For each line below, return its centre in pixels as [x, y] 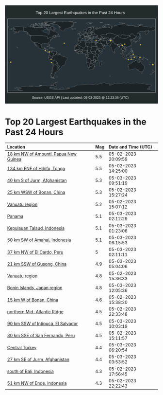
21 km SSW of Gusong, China [37, 264]
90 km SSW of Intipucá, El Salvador [42, 323]
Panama [15, 216]
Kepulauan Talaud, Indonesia [36, 228]
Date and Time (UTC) [130, 147]
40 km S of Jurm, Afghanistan [37, 180]
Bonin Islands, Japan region [35, 288]
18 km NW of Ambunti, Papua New [42, 154]
